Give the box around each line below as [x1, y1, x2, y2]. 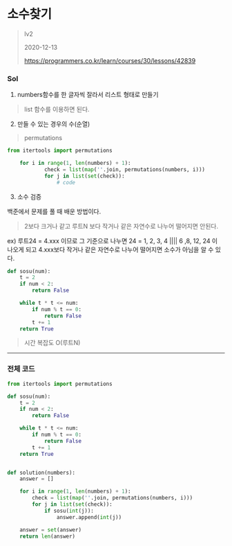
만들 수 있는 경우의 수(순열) [17, 120, 90, 128]
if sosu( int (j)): [43, 507, 95, 514]
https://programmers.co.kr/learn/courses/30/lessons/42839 [23, 56, 196, 64]
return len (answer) [19, 533, 76, 540]
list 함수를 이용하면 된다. [23, 105, 90, 114]
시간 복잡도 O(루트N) [23, 339, 81, 347]
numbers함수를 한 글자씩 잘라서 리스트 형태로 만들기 [17, 91, 159, 99]
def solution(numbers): [7, 469, 76, 476]
